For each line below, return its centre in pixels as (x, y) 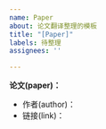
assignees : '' (36, 51)
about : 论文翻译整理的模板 (53, 26)
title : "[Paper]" (41, 34)
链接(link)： (43, 116)
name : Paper (31, 17)
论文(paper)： (35, 85)
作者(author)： (49, 105)
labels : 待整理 (35, 43)
